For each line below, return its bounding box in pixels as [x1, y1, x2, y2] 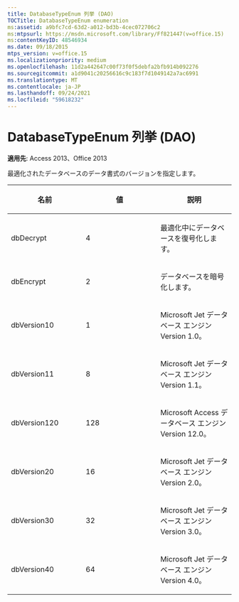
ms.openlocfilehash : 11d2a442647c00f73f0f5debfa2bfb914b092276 [7, 63, 199, 70]
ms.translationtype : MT [7, 76, 78, 84]
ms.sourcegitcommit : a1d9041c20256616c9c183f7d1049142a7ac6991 [7, 70, 199, 77]
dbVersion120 [11, 417, 59, 427]
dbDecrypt [11, 232, 47, 242]
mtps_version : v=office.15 [7, 50, 87, 58]
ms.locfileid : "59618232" [7, 97, 84, 104]
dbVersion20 [11, 466, 55, 476]
